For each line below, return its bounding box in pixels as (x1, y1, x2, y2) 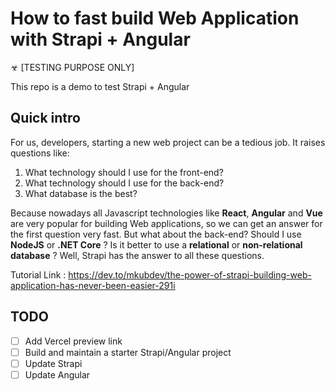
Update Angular (24, 368, 91, 381)
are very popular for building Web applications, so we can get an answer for (10, 217, 323, 229)
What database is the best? (24, 187, 138, 199)
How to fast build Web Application (10, 7, 300, 30)
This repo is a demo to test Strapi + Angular (10, 80, 190, 92)
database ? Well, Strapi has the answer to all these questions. (10, 249, 265, 261)
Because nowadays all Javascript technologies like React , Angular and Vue (10, 207, 323, 219)
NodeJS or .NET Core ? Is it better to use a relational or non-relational (10, 238, 303, 251)
